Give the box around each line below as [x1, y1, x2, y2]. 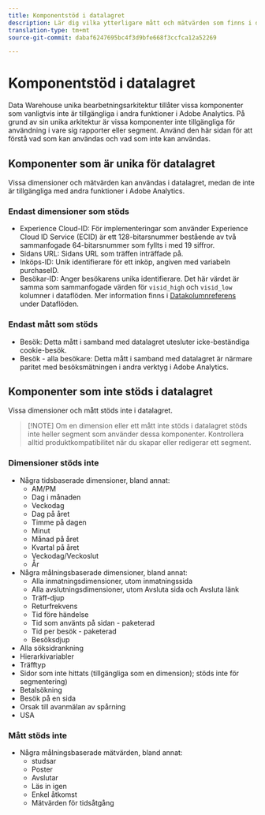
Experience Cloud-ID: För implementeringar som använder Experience [19, 224, 248, 234]
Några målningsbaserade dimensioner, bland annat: [19, 567, 188, 577]
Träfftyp [19, 660, 46, 669]
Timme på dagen [31, 518, 87, 527]
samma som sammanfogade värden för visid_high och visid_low [19, 282, 233, 292]
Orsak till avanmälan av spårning [19, 701, 126, 711]
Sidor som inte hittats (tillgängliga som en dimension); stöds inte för [19, 668, 239, 678]
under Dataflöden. [19, 299, 79, 308]
